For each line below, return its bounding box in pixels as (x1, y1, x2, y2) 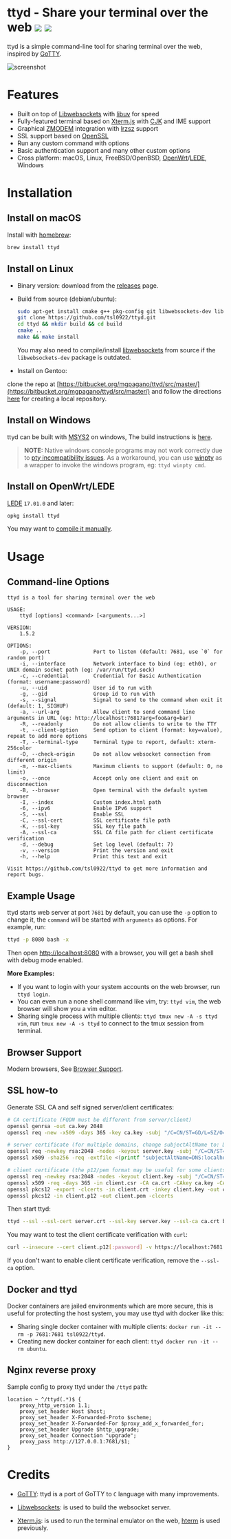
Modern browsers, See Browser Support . (7, 1065, 124, 1073)
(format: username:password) (7, 679, 91, 686)
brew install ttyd (7, 244, 60, 251)
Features (7, 87, 59, 103)
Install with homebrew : (7, 231, 71, 239)
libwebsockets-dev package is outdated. (16, 353, 131, 361)
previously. (16, 1523, 49, 1532)
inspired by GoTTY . (7, 50, 62, 58)
